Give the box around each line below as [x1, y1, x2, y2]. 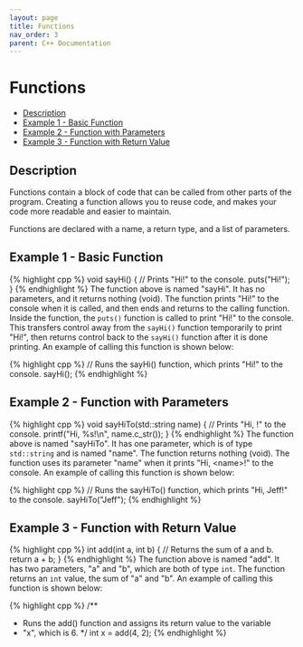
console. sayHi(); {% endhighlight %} [9, 368, 148, 379]
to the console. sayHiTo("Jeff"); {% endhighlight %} [9, 494, 202, 505]
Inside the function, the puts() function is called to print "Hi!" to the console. [9, 312, 294, 323]
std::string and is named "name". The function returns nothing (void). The [9, 448, 290, 459]
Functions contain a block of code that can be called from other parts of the [9, 187, 292, 198]
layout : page [9, 13, 59, 23]
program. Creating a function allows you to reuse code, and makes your [9, 197, 278, 207]
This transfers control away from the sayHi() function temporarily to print [9, 322, 282, 333]
